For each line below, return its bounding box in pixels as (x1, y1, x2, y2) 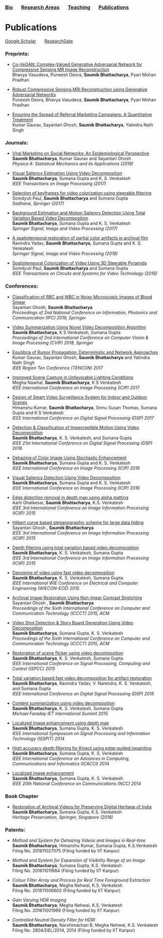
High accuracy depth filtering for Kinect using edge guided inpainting (12, 745, 152, 751)
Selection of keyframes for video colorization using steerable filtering (12, 190, 152, 196)
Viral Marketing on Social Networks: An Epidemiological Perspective (12, 151, 150, 156)
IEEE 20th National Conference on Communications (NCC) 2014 (12, 781, 142, 786)
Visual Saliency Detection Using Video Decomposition (12, 474, 121, 480)
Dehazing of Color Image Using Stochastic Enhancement (12, 454, 127, 461)
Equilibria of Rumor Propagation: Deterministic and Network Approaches (12, 349, 158, 355)
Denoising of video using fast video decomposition (12, 569, 115, 576)
